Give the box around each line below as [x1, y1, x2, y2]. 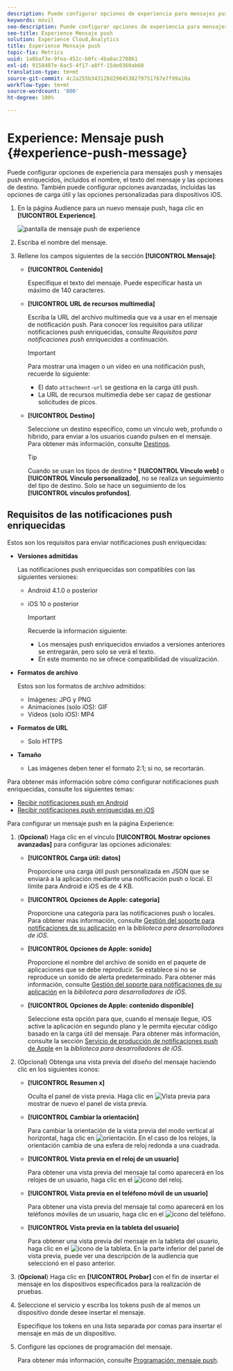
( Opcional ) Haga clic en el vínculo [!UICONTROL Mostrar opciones [17, 832, 211, 841]
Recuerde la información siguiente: [27, 626, 128, 635]
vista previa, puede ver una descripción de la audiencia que [27, 1251, 199, 1260]
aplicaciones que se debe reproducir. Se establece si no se [27, 965, 197, 974]
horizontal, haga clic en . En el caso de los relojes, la [27, 1134, 216, 1142]
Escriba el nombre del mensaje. [17, 238, 107, 246]
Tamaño [17, 750, 42, 759]
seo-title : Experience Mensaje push [7, 29, 113, 37]
